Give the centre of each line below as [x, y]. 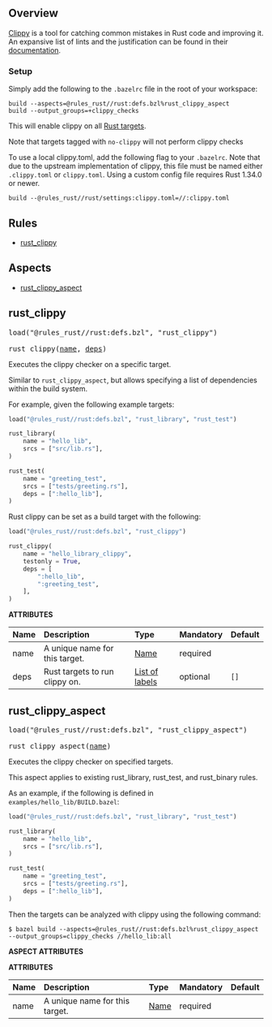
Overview [34, 13]
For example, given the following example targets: [91, 404]
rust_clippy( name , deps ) [57, 349]
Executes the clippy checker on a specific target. [90, 364]
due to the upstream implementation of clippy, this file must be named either [136, 166]
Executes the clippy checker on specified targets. [91, 762]
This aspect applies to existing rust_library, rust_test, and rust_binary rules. [133, 777]
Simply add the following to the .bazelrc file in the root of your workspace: [133, 89]
